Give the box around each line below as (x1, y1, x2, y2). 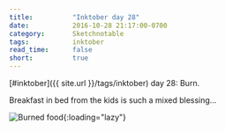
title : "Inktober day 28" (9, 12, 140, 22)
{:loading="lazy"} (63, 112, 126, 122)
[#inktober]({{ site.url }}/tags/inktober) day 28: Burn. (9, 78, 200, 88)
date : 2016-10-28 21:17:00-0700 (9, 21, 168, 30)
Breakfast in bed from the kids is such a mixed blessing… (9, 95, 217, 106)
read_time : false (9, 46, 93, 55)
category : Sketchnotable (9, 29, 124, 38)
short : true (9, 54, 89, 62)
